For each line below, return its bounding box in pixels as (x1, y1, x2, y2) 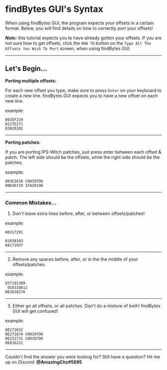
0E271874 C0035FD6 (5, 332, 43, 337)
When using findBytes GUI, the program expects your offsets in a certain (5, 20, 154, 26)
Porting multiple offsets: (5, 78, 57, 84)
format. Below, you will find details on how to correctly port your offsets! (5, 25, 153, 31)
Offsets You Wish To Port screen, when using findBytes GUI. (5, 45, 131, 51)
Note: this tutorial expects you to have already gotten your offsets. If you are (5, 35, 162, 41)
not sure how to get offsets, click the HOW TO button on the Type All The (5, 40, 152, 46)
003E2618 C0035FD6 (5, 179, 43, 184)
